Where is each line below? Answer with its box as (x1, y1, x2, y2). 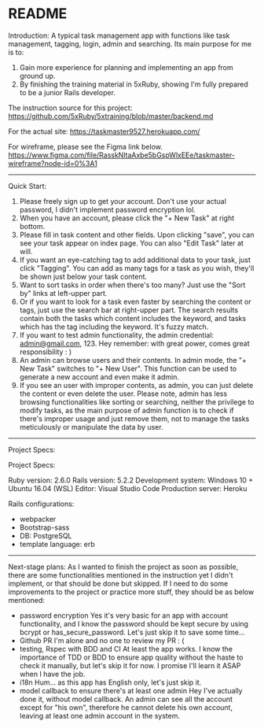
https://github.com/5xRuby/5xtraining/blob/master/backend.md (8, 111, 214, 120)
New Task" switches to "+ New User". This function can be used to (19, 364, 237, 373)
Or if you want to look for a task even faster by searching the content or (19, 297, 251, 306)
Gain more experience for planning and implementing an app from (19, 62, 233, 72)
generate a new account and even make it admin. (19, 371, 179, 382)
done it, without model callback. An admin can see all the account (19, 694, 233, 704)
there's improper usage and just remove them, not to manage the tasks (19, 414, 250, 423)
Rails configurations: (8, 499, 75, 508)
